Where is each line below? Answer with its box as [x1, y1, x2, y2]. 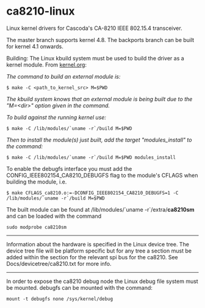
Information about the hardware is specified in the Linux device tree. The [6, 240, 189, 248]
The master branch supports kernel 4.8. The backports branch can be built [6, 36, 195, 43]
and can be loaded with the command [6, 212, 102, 220]
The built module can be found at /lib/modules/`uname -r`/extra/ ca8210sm [6, 206, 195, 213]
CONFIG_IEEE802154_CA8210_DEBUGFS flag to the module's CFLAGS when [6, 171, 198, 179]
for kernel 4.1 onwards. [6, 43, 64, 50]
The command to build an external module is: [6, 73, 121, 80]
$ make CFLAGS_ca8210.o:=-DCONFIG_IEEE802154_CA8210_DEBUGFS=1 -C [6, 190, 179, 196]
